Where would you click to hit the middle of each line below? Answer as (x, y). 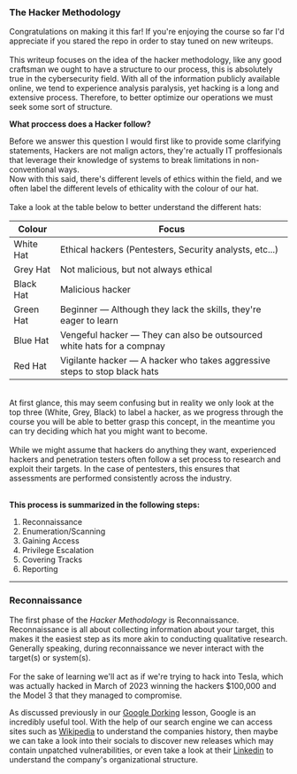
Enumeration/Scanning (64, 532)
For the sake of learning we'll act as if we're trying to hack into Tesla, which (146, 676)
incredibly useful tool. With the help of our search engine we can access (141, 722)
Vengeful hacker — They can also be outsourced (162, 335)
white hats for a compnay (113, 346)
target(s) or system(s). (50, 657)
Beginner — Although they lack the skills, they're (161, 309)
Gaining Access (50, 541)
